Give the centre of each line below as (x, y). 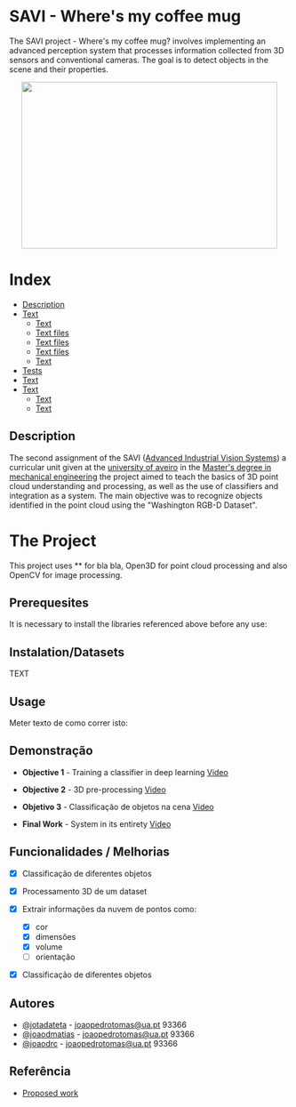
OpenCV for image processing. (66, 574)
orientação (55, 957)
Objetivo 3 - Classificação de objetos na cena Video (118, 806)
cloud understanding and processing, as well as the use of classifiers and (144, 485)
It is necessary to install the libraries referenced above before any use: (138, 624)
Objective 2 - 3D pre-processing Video (94, 790)
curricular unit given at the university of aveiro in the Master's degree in (140, 467)
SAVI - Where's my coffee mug (125, 16)
